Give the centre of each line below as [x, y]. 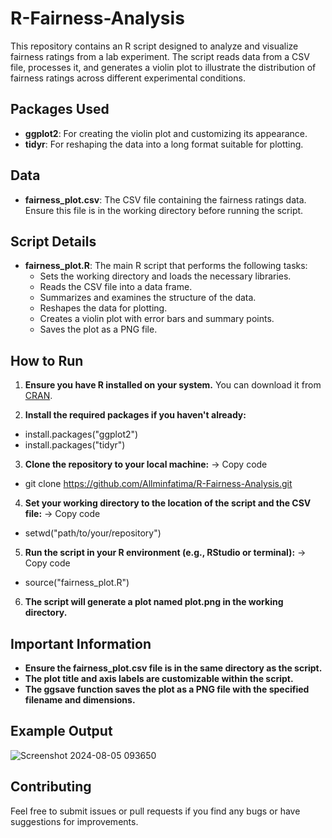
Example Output [61, 731]
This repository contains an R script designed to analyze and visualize [154, 46]
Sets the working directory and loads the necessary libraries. [165, 276]
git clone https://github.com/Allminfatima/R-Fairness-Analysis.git [158, 484]
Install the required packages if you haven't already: [135, 415]
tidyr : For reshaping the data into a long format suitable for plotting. [164, 144]
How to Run [47, 360]
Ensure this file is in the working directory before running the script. [164, 210]
